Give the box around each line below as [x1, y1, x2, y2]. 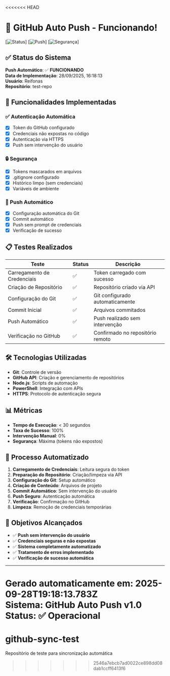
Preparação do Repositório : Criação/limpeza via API [12, 472, 122, 478]
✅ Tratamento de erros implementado [12, 549, 94, 555]
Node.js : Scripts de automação [12, 380, 78, 386]
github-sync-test [5, 633, 79, 645]
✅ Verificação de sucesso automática [12, 554, 94, 561]
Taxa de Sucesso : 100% [12, 427, 64, 433]
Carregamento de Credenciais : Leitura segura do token [12, 466, 130, 472]
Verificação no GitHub [8, 332, 61, 339]
